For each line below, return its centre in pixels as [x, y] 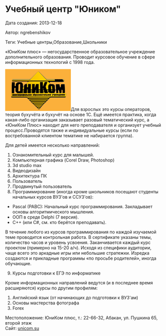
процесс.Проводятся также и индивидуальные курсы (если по [72, 130]
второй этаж [19, 323]
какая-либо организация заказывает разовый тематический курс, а [77, 119]
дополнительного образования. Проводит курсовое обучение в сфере [80, 57]
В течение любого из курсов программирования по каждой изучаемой [81, 232]
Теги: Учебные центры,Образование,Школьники [56, 42]
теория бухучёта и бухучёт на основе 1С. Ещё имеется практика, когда [81, 114]
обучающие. [18, 263]
